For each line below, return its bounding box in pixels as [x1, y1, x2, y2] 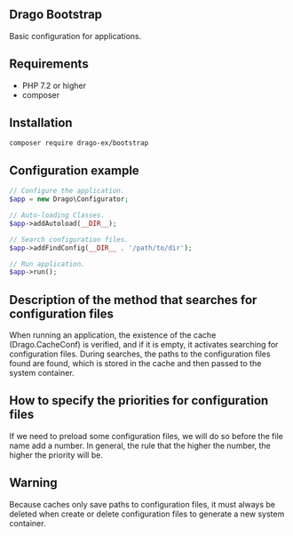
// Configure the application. [9, 187, 125, 196]
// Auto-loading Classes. [9, 211, 105, 220]
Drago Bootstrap [9, 7, 103, 22]
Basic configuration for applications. [9, 30, 142, 41]
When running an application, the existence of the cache [9, 330, 217, 340]
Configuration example [9, 163, 139, 178]
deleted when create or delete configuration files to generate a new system [9, 508, 285, 519]
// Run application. [9, 260, 86, 268]
